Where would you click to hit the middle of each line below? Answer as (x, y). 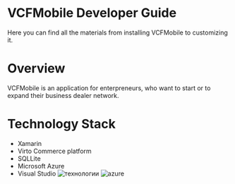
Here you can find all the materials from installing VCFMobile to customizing (117, 32)
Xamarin (30, 143)
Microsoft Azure (41, 166)
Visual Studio (37, 173)
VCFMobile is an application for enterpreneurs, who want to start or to (109, 88)
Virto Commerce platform (54, 151)
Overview (36, 69)
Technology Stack (62, 124)
